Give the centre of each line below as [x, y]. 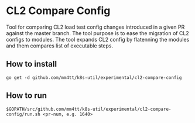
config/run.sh [23, 114]
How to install [32, 64]
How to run [27, 96]
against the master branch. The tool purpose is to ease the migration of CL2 [97, 33]
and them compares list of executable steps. [59, 46]
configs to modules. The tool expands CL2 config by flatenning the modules [98, 39]
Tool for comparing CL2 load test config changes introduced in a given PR [95, 27]
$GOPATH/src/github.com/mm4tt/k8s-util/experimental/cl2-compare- [89, 109]
